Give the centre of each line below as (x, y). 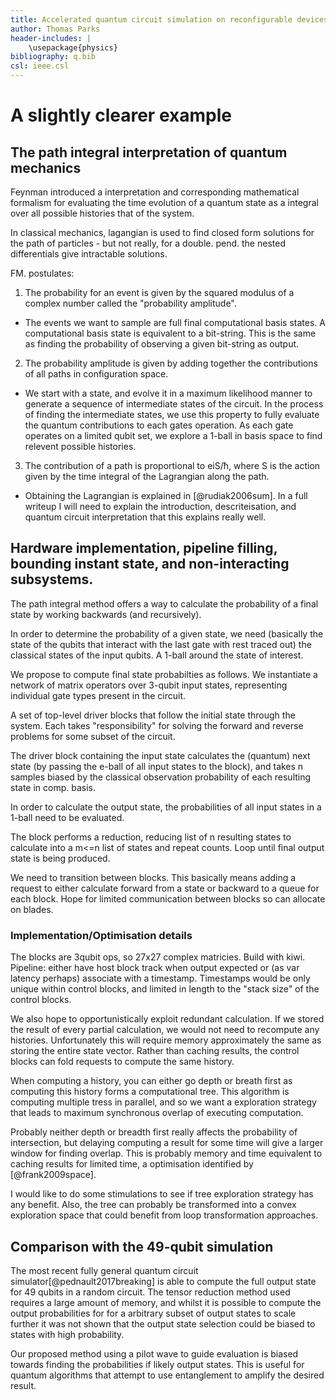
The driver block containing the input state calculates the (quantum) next (160, 755)
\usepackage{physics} (73, 47)
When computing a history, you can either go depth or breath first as (151, 1081)
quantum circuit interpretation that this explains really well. (145, 517)
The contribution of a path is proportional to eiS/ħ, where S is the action (172, 465)
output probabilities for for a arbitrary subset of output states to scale (153, 1313)
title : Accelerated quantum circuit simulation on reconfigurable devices (169, 19)
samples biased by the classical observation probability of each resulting (161, 777)
